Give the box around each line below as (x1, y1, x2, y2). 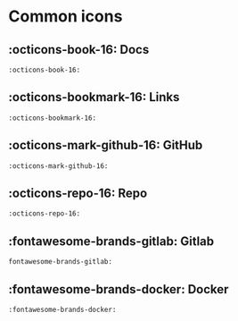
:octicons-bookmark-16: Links (8, 89, 180, 105)
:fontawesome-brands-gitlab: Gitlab (8, 233, 215, 249)
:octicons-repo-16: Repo (8, 186, 148, 201)
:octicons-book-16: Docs (8, 42, 150, 57)
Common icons (8, 6, 123, 27)
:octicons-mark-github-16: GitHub (8, 138, 203, 153)
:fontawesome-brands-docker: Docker (8, 282, 229, 297)
